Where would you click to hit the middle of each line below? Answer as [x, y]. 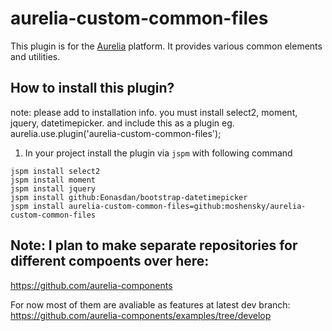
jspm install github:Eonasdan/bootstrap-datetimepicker [129, 197]
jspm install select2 [55, 171]
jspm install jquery [53, 188]
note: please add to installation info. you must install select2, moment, [154, 112]
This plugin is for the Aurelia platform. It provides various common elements [166, 46]
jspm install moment [53, 180]
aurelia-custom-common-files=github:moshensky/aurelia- [187, 206]
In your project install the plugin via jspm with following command [158, 153]
